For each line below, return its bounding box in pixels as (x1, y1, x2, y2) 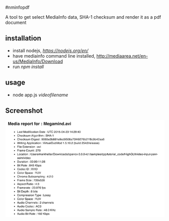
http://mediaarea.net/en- (96, 53, 148, 59)
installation (5, 34, 41, 42)
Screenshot (5, 106, 43, 115)
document (5, 20, 27, 25)
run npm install (12, 63, 44, 70)
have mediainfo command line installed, (12, 53, 96, 59)
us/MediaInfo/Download (12, 58, 63, 64)
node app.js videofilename (12, 92, 68, 98)
